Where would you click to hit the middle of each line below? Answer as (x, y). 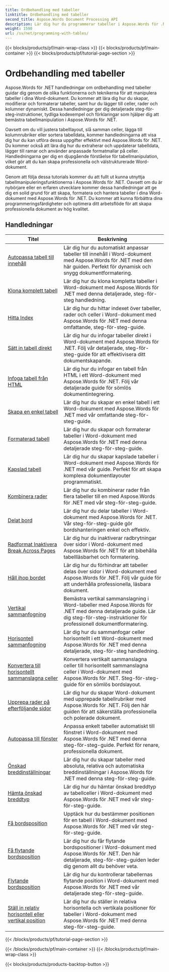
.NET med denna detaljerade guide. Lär (110, 611)
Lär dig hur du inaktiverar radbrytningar (110, 538)
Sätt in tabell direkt (30, 348)
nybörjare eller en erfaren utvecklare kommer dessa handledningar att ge (81, 187)
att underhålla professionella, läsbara (107, 584)
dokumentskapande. (88, 361)
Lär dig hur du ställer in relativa (100, 901)
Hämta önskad (25, 793)
